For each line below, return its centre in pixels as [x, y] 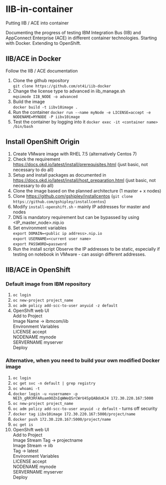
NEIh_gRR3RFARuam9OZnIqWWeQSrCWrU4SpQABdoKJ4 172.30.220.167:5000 [83, 398]
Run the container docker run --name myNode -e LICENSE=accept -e [82, 112]
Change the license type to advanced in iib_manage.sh [69, 91]
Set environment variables [40, 228]
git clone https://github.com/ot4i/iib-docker [62, 86]
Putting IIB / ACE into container [37, 23]
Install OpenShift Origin [43, 142]
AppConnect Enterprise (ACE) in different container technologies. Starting [81, 38]
